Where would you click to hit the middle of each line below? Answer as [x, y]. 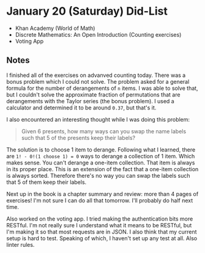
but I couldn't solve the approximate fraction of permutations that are [93, 94]
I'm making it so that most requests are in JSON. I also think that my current [102, 232]
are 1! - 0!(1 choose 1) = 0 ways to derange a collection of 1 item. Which [101, 156]
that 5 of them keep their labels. [47, 182]
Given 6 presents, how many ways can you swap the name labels [104, 131]
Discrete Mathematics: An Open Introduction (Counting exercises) [98, 34]
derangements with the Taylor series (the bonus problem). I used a [90, 101]
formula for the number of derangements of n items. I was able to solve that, [102, 88]
